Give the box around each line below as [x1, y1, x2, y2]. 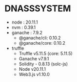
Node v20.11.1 [19, 66, 46, 72]
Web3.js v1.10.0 [19, 71, 50, 77]
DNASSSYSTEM [4, 3, 71, 14]
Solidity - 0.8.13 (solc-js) [19, 61, 68, 67]
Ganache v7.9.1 [19, 55, 49, 61]
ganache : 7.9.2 [11, 29, 42, 35]
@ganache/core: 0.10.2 [19, 40, 65, 46]
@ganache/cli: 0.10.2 [19, 35, 61, 41]
